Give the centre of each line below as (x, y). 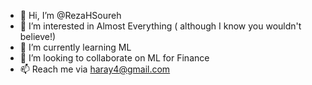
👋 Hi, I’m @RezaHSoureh (70, 15)
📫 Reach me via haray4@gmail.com (95, 69)
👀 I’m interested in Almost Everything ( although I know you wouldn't (160, 26)
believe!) (38, 36)
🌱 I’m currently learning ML (75, 47)
